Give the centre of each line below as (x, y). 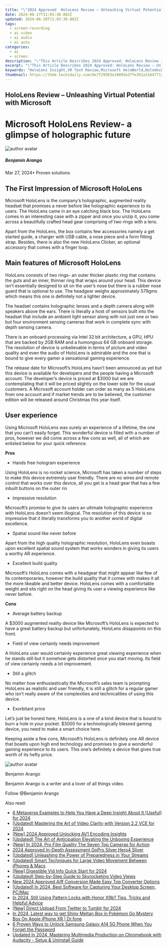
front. (11, 634)
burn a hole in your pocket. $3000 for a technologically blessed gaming (79, 723)
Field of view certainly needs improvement (56, 643)
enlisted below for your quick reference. (46, 443)
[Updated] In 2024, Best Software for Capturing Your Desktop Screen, (84, 887)
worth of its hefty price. (29, 754)
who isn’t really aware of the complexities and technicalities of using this (80, 694)
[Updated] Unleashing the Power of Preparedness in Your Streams (80, 855)
